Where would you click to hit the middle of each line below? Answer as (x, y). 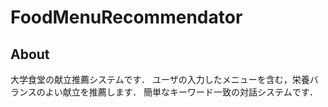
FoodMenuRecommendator (126, 17)
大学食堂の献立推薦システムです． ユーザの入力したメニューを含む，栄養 (160, 79)
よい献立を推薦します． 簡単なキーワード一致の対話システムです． (181, 92)
